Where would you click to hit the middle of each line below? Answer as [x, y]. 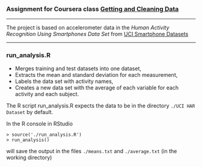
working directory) [29, 157]
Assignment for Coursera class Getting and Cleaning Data [93, 9]
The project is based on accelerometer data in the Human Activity [88, 28]
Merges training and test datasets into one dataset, [78, 68]
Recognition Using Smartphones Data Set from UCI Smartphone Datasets [97, 34]
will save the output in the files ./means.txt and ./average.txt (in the [92, 151]
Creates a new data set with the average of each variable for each [97, 87]
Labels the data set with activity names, [64, 81]
